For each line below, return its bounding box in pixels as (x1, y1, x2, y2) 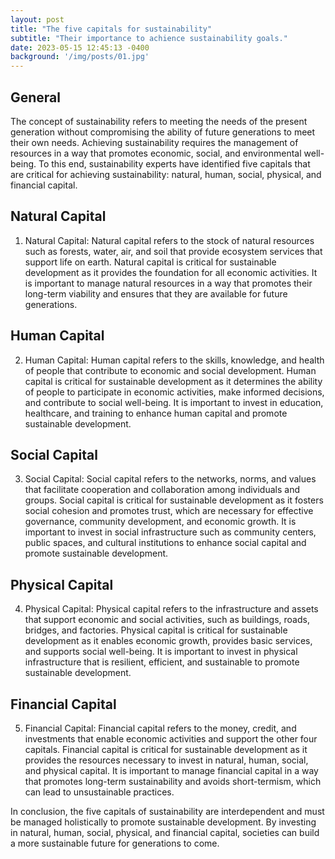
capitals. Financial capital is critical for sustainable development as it (24, 744, 308, 755)
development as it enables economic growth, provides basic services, (24, 635, 313, 647)
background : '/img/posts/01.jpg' (10, 52, 150, 62)
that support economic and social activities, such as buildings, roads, (24, 614, 310, 626)
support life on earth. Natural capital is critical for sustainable (24, 256, 277, 268)
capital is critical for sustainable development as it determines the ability (24, 375, 323, 387)
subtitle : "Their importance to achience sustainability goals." (10, 33, 288, 43)
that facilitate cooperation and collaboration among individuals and (24, 484, 300, 496)
